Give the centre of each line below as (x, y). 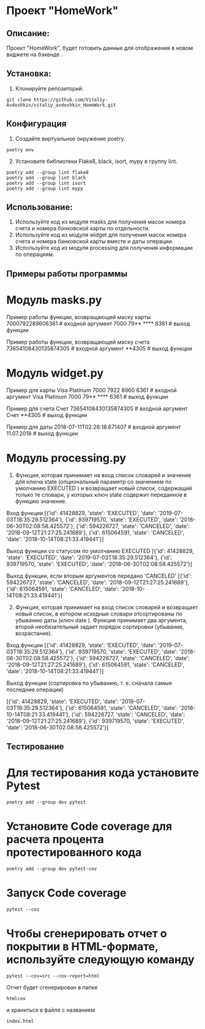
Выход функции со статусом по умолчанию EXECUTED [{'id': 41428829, (100, 551)
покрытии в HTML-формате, (82, 947)
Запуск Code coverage (66, 893)
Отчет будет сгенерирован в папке (52, 987)
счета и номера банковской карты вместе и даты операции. (94, 241)
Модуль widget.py (55, 373)
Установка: (29, 74)
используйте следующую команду (100, 960)
